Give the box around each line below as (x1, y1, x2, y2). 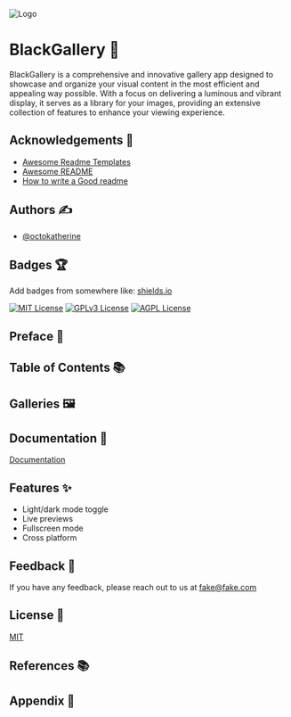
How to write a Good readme (21, 175, 129, 186)
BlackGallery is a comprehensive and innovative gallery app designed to (9, 69, 274, 79)
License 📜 (9, 607, 65, 623)
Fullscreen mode (21, 523, 85, 534)
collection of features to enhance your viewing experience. (9, 107, 225, 118)
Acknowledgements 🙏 (9, 133, 134, 148)
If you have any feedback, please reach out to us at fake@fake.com (9, 581, 257, 592)
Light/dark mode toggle (21, 504, 109, 515)
